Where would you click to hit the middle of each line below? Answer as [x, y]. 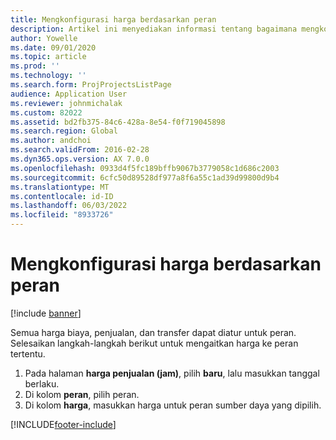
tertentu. [28, 353]
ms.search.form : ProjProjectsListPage [91, 85]
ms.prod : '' [35, 66]
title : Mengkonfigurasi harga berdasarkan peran [113, 19]
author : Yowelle [44, 38]
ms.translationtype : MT [60, 187]
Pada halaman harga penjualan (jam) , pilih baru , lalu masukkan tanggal [172, 373]
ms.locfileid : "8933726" [62, 215]
